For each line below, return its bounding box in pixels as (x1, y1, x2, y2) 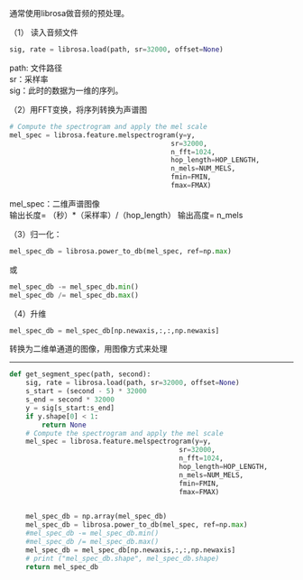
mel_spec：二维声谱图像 (9, 198, 101, 209)
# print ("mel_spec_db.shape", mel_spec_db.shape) (25, 554, 220, 563)
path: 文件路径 (9, 62, 63, 73)
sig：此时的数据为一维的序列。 (9, 85, 124, 96)
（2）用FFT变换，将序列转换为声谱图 (9, 104, 148, 115)
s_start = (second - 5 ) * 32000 (25, 387, 147, 396)
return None (41, 420, 87, 429)
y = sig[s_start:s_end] (25, 403, 115, 412)
